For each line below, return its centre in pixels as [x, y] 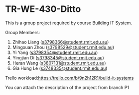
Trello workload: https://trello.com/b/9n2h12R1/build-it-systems [69, 78]
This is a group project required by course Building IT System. [69, 23]
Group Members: [23, 32]
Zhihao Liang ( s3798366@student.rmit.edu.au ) [61, 42]
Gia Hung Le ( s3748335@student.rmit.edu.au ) [60, 68]
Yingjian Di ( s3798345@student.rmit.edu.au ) [58, 57]
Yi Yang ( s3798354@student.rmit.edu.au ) [55, 52]
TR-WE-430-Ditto [43, 9]
